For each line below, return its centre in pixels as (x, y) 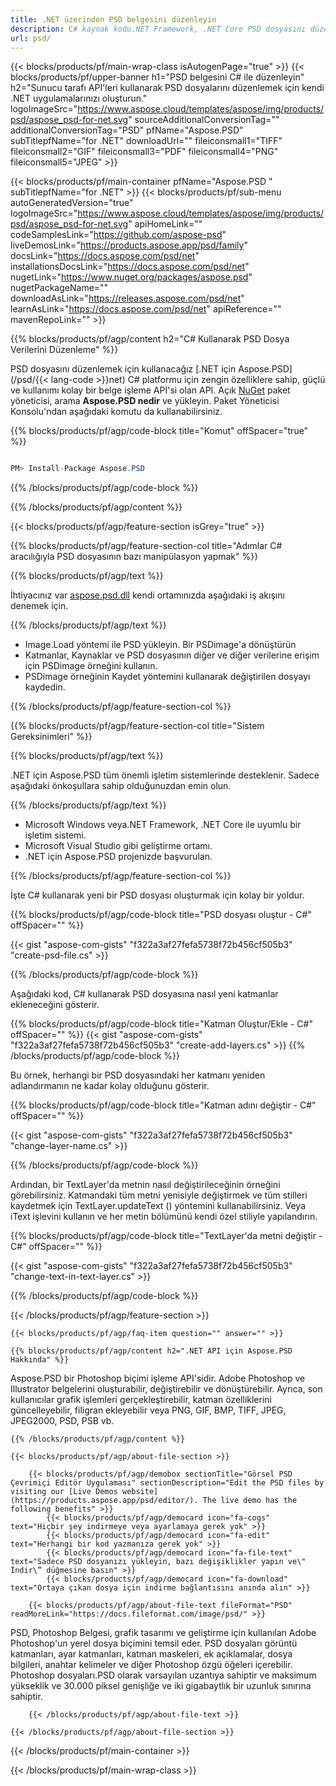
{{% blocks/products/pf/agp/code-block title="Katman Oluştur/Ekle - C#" (161, 1024)
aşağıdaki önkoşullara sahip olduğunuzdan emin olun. (121, 786)
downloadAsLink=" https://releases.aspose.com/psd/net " (127, 298)
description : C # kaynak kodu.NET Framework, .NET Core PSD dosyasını (158, 29)
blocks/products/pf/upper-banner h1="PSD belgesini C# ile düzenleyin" (157, 77)
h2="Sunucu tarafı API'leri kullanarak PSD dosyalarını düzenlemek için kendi (167, 88)
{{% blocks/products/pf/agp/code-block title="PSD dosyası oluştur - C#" (161, 915)
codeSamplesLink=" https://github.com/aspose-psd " (118, 235)
